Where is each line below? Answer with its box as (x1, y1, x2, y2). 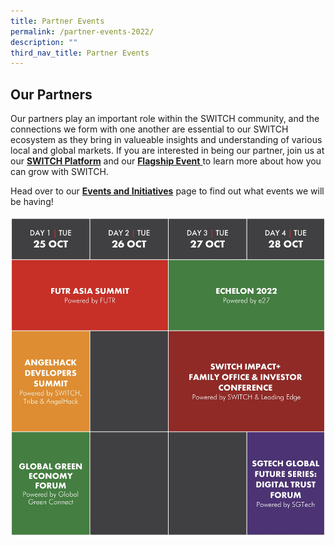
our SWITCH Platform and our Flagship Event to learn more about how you (10, 155, 322, 167)
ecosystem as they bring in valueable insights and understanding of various (10, 134, 323, 146)
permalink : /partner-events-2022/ (10, 26, 155, 37)
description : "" (10, 37, 78, 47)
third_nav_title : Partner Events (10, 48, 150, 58)
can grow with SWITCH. (10, 166, 109, 178)
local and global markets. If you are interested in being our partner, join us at (10, 145, 325, 157)
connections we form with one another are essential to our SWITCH (10, 123, 289, 135)
